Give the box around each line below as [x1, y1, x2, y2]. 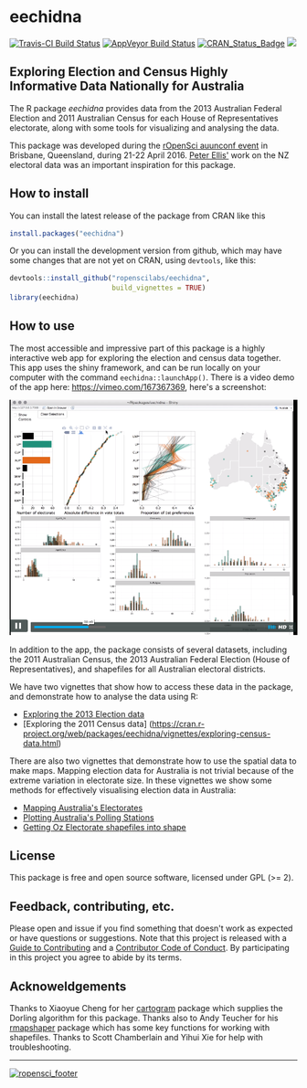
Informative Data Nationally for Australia [9, 79, 245, 94]
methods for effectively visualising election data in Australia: [9, 784, 237, 796]
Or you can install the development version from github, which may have [9, 245, 282, 257]
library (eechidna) [9, 293, 79, 302]
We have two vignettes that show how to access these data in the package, [9, 681, 294, 692]
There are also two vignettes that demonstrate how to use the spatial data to [9, 755, 297, 766]
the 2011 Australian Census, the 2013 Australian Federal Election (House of [9, 653, 291, 664]
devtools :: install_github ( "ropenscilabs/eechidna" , [9, 274, 210, 283]
